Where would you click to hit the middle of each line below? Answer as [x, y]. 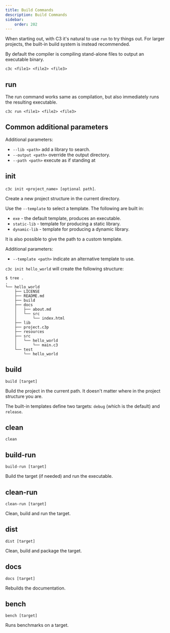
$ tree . [15, 278]
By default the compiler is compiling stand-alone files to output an [75, 54]
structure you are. [24, 396]
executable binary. [25, 60]
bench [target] [21, 616]
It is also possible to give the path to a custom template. [64, 239]
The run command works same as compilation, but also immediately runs [82, 97]
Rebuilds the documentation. [35, 588]
